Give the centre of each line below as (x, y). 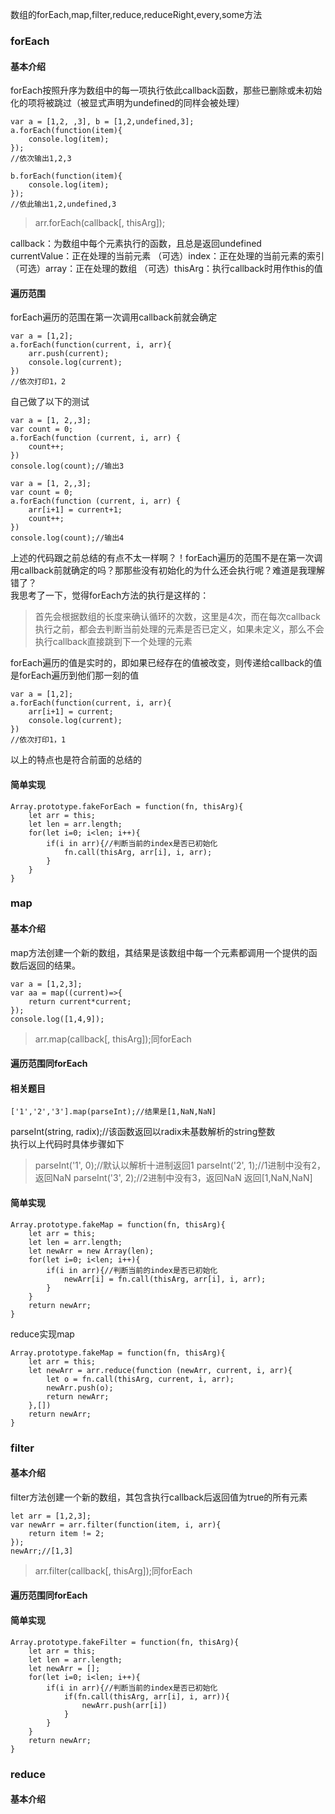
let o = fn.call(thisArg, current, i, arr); (140, 1379)
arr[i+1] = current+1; (75, 510)
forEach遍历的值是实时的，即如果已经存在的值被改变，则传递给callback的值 (166, 663)
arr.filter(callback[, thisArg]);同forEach (113, 1570)
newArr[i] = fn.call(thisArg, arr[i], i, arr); (165, 1279)
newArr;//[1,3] (42, 1551)
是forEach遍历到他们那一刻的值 (75, 675)
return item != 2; (66, 1533)
